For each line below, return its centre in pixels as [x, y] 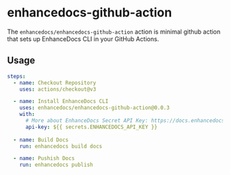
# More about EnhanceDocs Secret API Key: [87, 121]
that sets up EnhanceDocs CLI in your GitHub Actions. [83, 38]
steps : [16, 76]
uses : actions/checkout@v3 [58, 89]
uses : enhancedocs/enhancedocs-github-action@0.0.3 [94, 108]
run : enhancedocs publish [56, 165]
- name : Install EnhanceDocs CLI [61, 102]
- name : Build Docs [41, 140]
